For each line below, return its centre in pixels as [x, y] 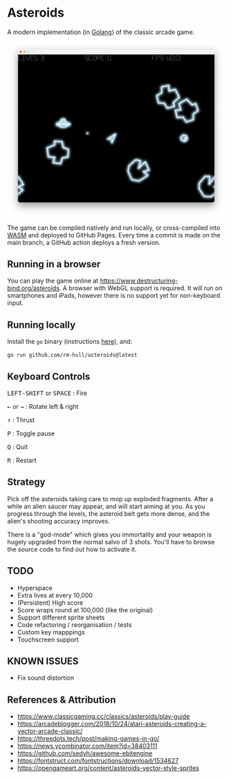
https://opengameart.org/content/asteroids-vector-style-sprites [108, 768]
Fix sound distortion [46, 678]
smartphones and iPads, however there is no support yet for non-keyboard [114, 296]
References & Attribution [62, 700]
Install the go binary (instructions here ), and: [70, 342]
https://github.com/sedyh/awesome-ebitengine [85, 753]
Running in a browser [54, 264]
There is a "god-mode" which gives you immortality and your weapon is [110, 534]
